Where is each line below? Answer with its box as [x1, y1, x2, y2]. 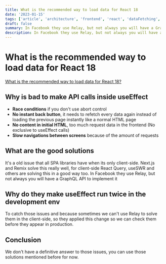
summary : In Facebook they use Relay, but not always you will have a [5, 26, 154, 31]
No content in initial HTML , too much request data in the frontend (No [12, 122, 156, 128]
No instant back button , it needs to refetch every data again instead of [12, 111, 157, 117]
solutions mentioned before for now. [5, 254, 79, 260]
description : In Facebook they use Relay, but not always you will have [5, 30, 158, 35]
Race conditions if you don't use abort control [12, 106, 107, 112]
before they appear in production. [5, 221, 74, 227]
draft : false [5, 21, 32, 26]
